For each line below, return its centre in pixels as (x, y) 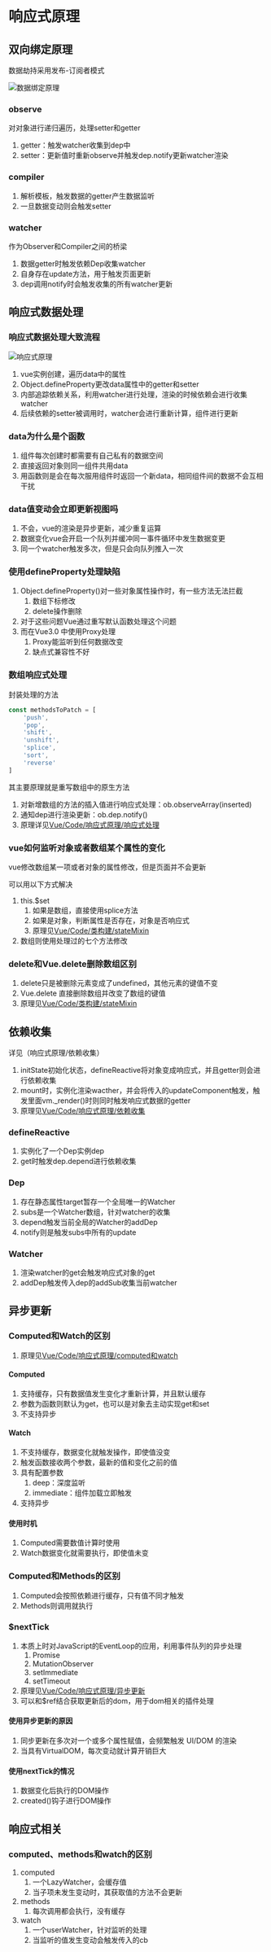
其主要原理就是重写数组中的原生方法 (69, 787)
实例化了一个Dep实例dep (62, 1151)
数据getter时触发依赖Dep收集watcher (83, 263)
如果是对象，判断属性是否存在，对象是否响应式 (111, 920)
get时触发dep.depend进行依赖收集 (78, 1162)
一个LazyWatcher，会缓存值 (80, 1882)
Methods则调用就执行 (57, 1605)
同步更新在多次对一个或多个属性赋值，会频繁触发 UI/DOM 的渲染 (129, 1741)
